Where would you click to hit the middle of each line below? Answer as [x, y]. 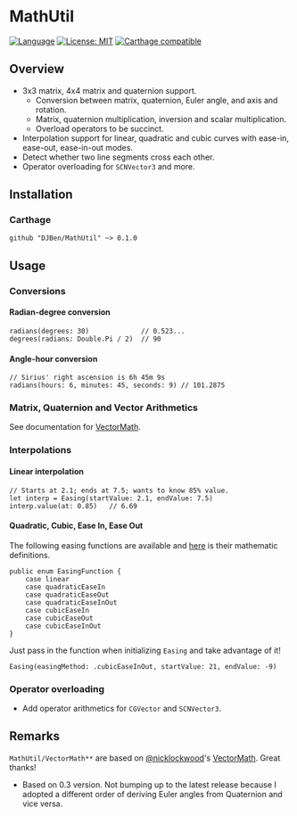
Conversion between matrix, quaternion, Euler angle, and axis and [157, 100]
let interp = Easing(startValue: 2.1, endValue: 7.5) [111, 498]
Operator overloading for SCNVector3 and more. [108, 166]
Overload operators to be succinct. [99, 128]
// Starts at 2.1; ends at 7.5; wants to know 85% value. [119, 490]
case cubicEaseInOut [63, 626]
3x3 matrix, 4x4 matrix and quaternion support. [109, 90]
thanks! [23, 767]
